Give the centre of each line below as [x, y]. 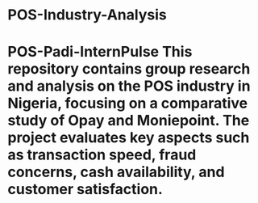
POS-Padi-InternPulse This [100, 52]
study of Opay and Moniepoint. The [129, 121]
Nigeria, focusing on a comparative [128, 104]
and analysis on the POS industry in [129, 86]
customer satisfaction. [85, 190]
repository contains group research [129, 69]
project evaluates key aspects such [129, 138]
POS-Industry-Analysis [87, 15]
